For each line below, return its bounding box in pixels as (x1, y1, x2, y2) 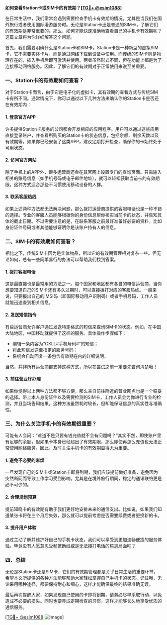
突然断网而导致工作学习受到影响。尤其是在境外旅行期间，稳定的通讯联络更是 (5, 475, 162, 482)
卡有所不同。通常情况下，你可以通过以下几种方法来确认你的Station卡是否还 (5, 96, 159, 102)
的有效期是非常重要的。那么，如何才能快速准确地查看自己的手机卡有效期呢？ (5, 28, 162, 34)
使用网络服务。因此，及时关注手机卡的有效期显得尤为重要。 (9, 445, 132, 451)
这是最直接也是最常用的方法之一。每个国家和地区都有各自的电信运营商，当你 (5, 281, 162, 287)
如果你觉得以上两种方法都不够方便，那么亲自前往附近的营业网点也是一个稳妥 (5, 388, 162, 394)
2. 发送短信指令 (5, 312, 37, 317)
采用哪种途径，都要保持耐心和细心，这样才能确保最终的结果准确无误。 (9, 581, 153, 587)
